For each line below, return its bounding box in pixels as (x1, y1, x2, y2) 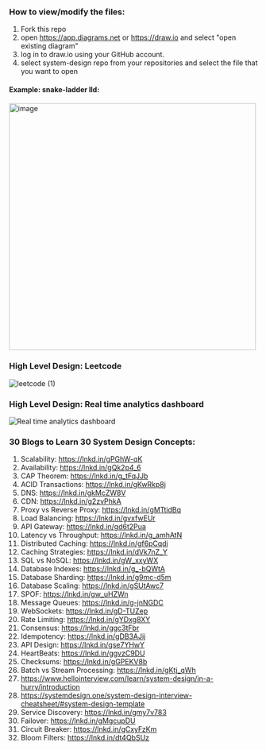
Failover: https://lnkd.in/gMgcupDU (20, 716, 136, 725)
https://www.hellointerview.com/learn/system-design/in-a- (20, 674, 214, 683)
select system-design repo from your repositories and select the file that (20, 58, 258, 68)
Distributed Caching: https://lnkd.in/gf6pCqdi (20, 539, 169, 548)
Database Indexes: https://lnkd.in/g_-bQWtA (20, 564, 166, 574)
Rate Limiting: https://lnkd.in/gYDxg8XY (20, 615, 151, 624)
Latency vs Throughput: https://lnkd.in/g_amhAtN (20, 531, 183, 540)
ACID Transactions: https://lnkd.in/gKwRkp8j (20, 480, 166, 489)
